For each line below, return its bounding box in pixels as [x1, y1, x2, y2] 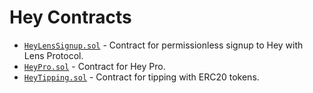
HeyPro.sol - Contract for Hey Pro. [23, 60, 166, 72]
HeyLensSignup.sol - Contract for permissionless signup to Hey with [23, 39, 304, 51]
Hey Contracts [9, 6, 132, 29]
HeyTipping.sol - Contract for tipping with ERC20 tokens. [23, 71, 260, 83]
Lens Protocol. [23, 49, 84, 61]
